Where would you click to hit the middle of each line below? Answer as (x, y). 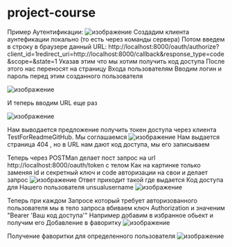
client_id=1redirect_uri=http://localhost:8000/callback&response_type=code (116, 54)
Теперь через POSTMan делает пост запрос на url (81, 158)
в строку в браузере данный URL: (57, 46)
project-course (52, 13)
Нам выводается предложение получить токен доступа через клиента (112, 129)
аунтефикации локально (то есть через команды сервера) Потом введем (116, 39)
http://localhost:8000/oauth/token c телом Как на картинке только (104, 165)
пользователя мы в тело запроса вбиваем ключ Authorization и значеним (116, 208)
